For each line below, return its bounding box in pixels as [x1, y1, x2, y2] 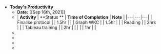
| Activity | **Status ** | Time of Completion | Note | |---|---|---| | [17, 14, 152, 20]
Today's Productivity [9, 4, 54, 10]
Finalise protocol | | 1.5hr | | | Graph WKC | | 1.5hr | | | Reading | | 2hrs [17, 19, 156, 25]
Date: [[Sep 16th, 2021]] [17, 9, 65, 15]
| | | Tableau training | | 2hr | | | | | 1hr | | [17, 25, 96, 30]
